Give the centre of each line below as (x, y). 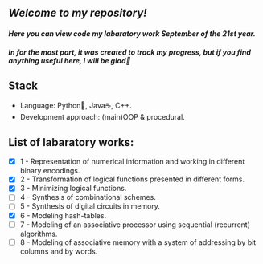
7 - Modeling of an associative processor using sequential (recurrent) (135, 225)
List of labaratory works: (71, 142)
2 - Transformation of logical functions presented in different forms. (132, 179)
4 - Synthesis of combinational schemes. (88, 197)
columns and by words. (59, 251)
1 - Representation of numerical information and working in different (132, 162)
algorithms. (39, 234)
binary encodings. (50, 171)
